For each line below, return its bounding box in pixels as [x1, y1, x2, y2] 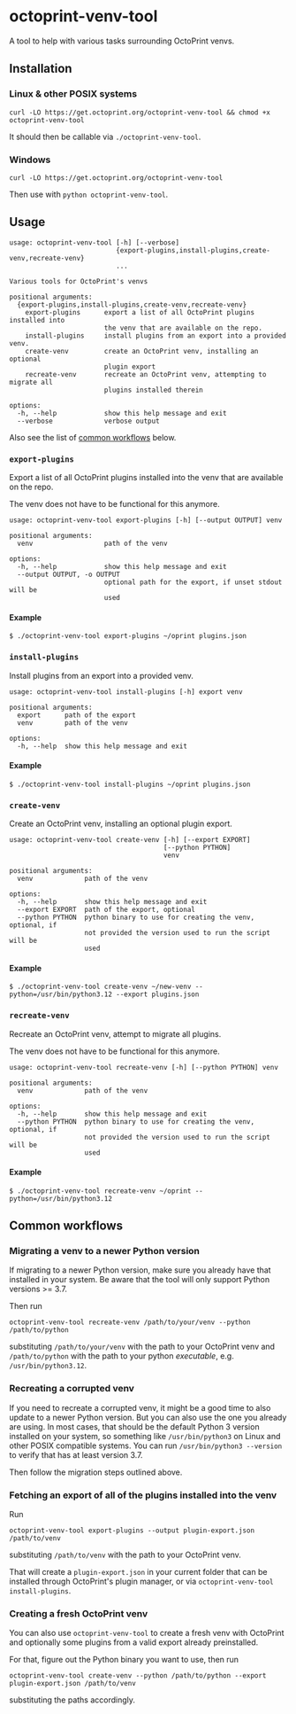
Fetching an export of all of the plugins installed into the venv [9, 1489, 277, 1501]
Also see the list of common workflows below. [9, 432, 177, 442]
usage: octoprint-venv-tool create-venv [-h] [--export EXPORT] [9, 836, 251, 845]
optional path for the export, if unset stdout [103, 578, 283, 587]
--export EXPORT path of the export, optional [17, 906, 196, 915]
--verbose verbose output [17, 417, 161, 425]
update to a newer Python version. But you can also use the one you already [9, 1412, 287, 1422]
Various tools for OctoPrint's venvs [9, 277, 148, 285]
